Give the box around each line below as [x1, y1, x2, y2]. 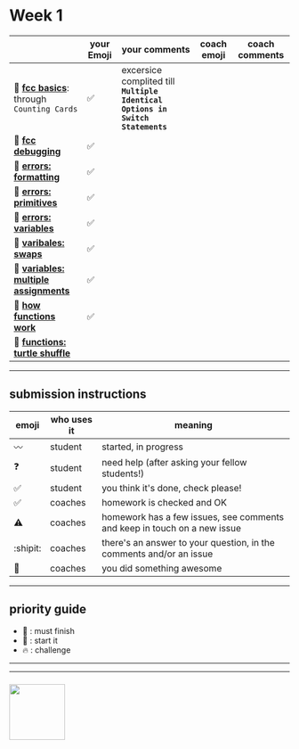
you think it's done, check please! [101, 481, 242, 494]
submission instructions [9, 387, 147, 402]
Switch [121, 112, 149, 123]
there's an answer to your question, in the [101, 536, 276, 548]
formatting [13, 170, 61, 183]
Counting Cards [13, 103, 78, 114]
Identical [121, 95, 163, 105]
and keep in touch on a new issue [101, 522, 242, 534]
